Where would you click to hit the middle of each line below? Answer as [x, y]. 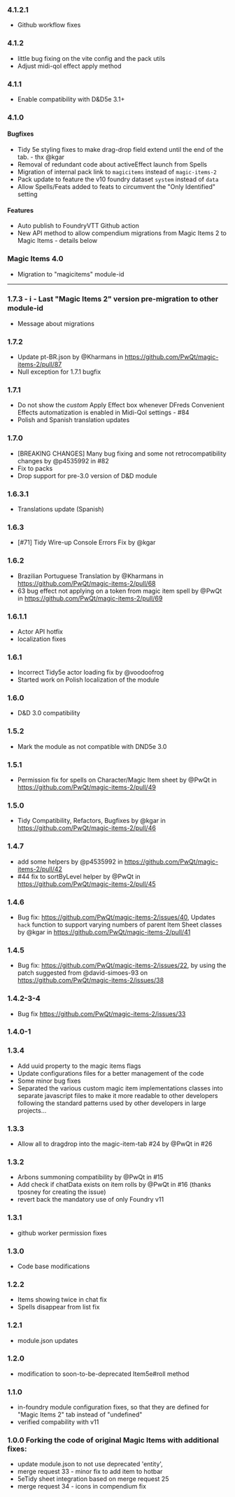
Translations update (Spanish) [60, 509]
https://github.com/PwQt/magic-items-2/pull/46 [86, 828]
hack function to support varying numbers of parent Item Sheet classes [120, 925]
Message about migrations [56, 323]
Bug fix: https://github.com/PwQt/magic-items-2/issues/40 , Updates [116, 917]
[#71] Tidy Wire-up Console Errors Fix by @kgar [86, 542]
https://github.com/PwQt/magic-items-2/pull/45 [86, 884]
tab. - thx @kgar [41, 157]
